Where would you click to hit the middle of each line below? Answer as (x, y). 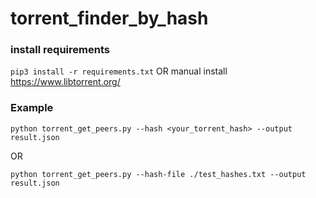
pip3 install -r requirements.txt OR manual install (119, 71)
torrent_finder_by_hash (109, 18)
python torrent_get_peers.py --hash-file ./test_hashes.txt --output (158, 174)
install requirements (60, 50)
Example (32, 108)
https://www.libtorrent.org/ (65, 82)
